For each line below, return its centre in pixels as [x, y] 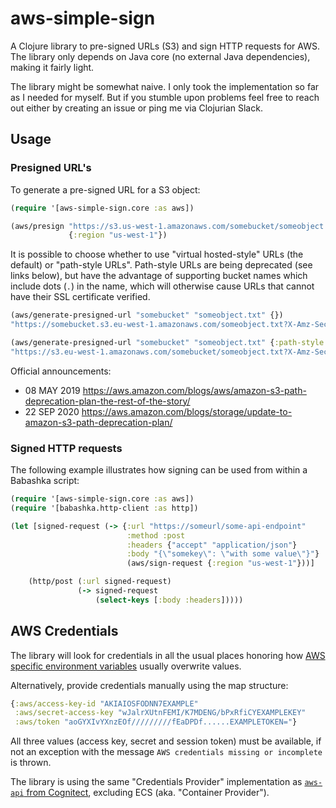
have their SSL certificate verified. [80, 297]
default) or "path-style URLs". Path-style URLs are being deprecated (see [161, 265]
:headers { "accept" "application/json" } [212, 545]
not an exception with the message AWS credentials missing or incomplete [166, 752]
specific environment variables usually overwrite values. [126, 666]
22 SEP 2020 [52, 411]
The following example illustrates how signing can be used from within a [159, 470]
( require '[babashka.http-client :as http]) [104, 508]
